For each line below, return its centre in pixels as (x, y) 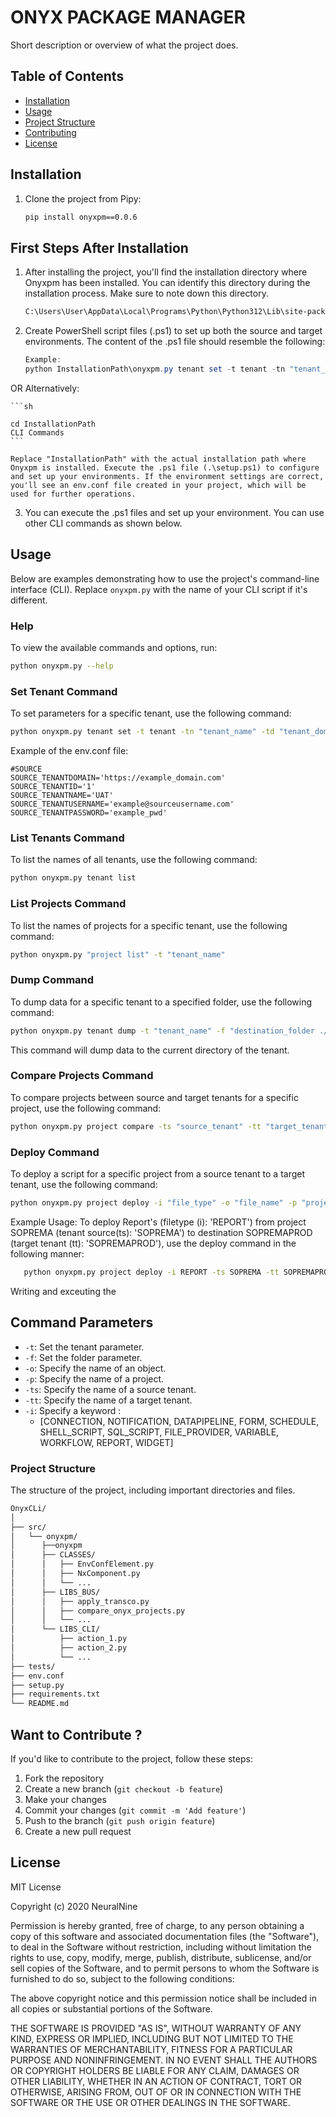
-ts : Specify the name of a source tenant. (110, 1389)
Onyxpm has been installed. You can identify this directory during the (167, 283)
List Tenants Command (67, 838)
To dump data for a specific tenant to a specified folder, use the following (161, 1002)
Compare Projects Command (82, 1076)
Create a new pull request (78, 1831)
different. (29, 600)
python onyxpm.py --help (62, 666)
